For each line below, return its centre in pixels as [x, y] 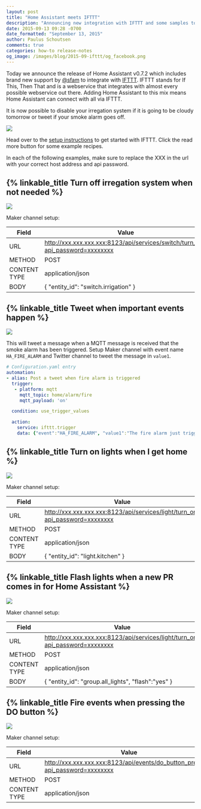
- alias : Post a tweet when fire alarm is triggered [73, 378]
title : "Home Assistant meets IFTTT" [53, 17]
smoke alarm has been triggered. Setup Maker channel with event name [95, 350]
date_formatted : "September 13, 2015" [54, 34]
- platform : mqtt [36, 389]
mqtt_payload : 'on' [44, 400]
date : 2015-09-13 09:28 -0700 [44, 28]
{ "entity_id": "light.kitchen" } [84, 556]
